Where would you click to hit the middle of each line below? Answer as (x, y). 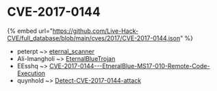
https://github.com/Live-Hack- (95, 31)
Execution (31, 73)
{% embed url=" (30, 31)
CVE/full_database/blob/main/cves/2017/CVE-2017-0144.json (94, 38)
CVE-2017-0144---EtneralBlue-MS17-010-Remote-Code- (129, 66)
